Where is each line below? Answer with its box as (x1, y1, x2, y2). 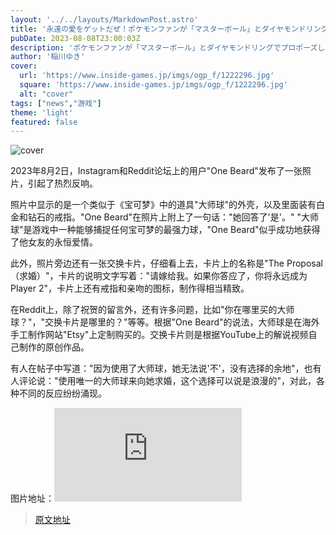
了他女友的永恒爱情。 (10, 236, 98, 248)
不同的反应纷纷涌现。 (18, 387, 107, 400)
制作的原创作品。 (18, 341, 90, 353)
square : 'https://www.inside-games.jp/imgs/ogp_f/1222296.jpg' (19, 80, 288, 90)
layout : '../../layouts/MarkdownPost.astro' (10, 14, 199, 25)
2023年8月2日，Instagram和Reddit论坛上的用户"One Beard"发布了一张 (10, 165, 303, 177)
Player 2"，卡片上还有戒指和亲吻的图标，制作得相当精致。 (10, 282, 250, 295)
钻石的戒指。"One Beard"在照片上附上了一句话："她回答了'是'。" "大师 (27, 211, 319, 223)
